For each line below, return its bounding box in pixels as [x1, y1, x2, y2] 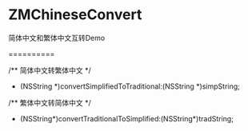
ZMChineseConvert [8, 6, 142, 24]
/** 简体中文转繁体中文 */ [8, 65, 92, 75]
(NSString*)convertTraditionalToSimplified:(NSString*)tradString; [19, 113, 234, 123]
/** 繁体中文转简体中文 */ [8, 97, 92, 107]
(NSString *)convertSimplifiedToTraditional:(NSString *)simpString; [19, 81, 240, 91]
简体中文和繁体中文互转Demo [8, 33, 106, 42]
